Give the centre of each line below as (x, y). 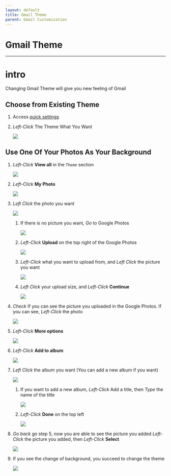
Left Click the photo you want (44, 203)
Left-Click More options (38, 331)
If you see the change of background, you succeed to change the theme (89, 458)
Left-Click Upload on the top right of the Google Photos (78, 242)
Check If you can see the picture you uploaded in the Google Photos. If (87, 306)
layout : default (22, 10)
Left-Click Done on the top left (52, 414)
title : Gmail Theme (26, 15)
